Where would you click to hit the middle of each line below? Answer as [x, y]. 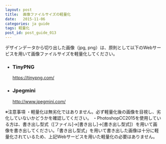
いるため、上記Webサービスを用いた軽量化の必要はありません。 [92, 137]
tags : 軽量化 [17, 28]
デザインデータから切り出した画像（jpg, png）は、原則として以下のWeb [79, 47]
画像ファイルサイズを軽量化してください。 [74, 54]
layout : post [19, 10]
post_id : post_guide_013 [31, 33]
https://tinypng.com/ [33, 78]
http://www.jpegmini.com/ [39, 101]
